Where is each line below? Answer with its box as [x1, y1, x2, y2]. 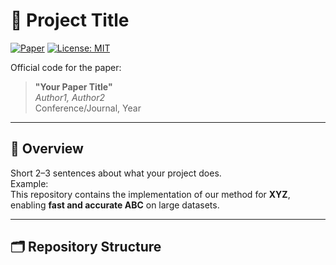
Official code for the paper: [10, 61, 122, 73]
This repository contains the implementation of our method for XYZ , [10, 188, 291, 200]
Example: [10, 177, 49, 189]
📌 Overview [10, 140, 84, 158]
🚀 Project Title [10, 9, 130, 32]
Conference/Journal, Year [34, 102, 142, 114]
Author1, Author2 [34, 91, 105, 103]
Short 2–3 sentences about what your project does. [10, 167, 222, 179]
